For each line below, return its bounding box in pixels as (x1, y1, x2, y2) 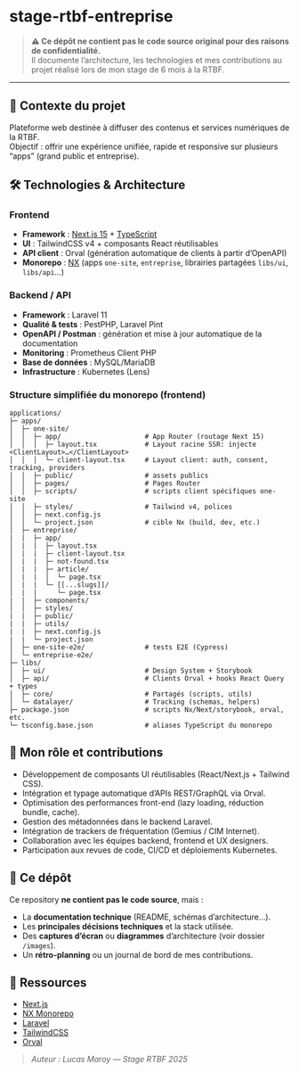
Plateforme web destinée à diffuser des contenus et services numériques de (9, 122, 290, 133)
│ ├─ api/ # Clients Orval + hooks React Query (9, 674, 285, 683)
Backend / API (9, 289, 71, 301)
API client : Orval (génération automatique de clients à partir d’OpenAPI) (21, 248, 287, 259)
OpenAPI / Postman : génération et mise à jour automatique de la (21, 328, 263, 339)
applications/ (9, 409, 62, 418)
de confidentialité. (30, 45, 101, 55)
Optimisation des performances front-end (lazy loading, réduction (21, 796, 264, 808)
